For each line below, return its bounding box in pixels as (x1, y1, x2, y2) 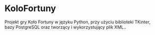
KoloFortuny (4, 3, 56, 14)
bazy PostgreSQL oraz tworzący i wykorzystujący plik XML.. (4, 24, 127, 30)
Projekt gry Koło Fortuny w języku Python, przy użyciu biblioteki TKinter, (4, 19, 151, 25)
